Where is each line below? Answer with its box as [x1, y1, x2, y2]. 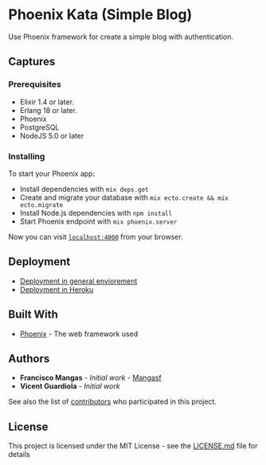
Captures [8, 55, 56, 68]
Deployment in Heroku [19, 284, 94, 294]
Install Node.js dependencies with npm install [19, 208, 173, 217]
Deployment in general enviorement [19, 276, 138, 286]
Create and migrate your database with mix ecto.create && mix [19, 193, 229, 202]
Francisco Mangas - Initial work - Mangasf [19, 373, 162, 383]
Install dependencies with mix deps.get [19, 184, 149, 193]
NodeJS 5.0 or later [19, 131, 84, 140]
